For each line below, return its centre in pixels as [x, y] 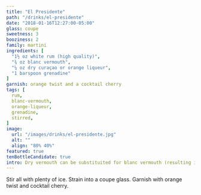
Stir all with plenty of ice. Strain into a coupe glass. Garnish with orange [94, 179]
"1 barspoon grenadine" [41, 73]
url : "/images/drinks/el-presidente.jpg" [64, 135]
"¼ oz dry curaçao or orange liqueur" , [61, 67]
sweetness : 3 [22, 34]
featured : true [25, 151]
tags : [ [16, 90]
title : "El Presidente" [36, 12]
